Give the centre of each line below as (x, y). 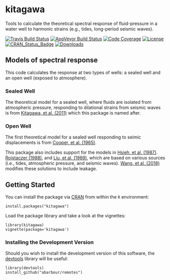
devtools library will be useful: (37, 259)
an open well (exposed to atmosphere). (46, 78)
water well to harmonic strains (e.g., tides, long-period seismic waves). (79, 29)
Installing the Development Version (49, 242)
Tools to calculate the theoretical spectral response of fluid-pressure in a (81, 23)
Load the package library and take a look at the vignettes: (65, 216)
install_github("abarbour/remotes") (44, 273)
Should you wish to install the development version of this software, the (80, 254)
